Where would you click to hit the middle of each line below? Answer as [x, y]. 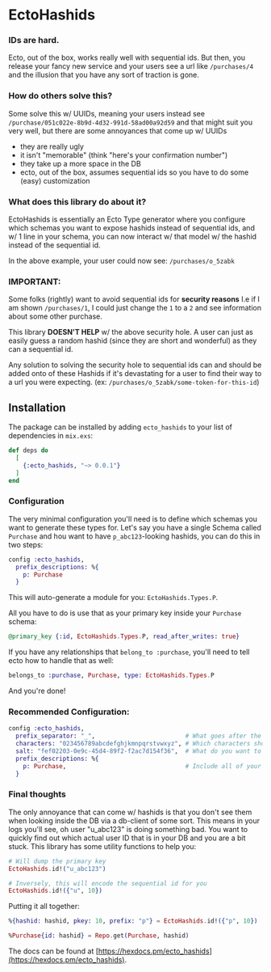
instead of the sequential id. [54, 245]
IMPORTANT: [35, 282]
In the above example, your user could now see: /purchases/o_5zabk [122, 261]
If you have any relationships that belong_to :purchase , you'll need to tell [129, 652]
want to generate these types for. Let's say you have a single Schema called [135, 527]
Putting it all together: [44, 906]
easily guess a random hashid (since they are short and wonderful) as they [133, 340]
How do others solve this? [60, 96]
